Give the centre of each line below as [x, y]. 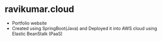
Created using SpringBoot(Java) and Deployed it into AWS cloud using [84, 28]
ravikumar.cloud [39, 9]
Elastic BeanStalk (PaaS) [37, 33]
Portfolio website [29, 23]
